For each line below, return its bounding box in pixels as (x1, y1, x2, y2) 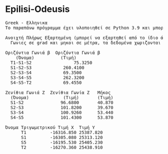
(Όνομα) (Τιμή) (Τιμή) (10, 95, 113, 100)
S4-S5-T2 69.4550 (10, 80, 82, 85)
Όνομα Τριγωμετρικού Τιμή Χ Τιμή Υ (5, 125, 95, 130)
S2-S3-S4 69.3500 (10, 70, 82, 75)
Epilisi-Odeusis (5, 3, 70, 15)
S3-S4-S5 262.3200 (10, 75, 84, 80)
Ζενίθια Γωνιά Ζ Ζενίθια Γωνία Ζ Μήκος (5, 90, 111, 95)
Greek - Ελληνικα (5, 20, 47, 25)
